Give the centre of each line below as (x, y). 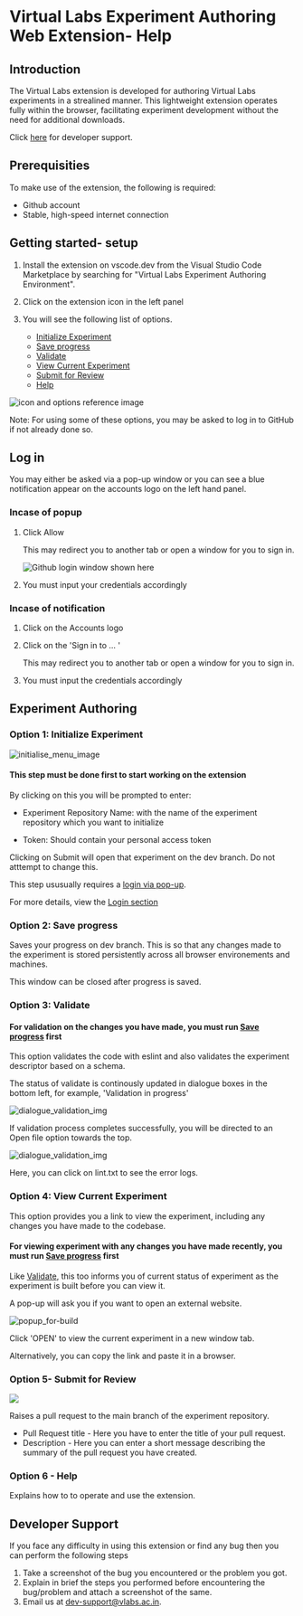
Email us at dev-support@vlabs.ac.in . (92, 1602)
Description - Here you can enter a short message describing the (144, 1443)
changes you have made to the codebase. (88, 1225)
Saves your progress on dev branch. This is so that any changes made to (146, 945)
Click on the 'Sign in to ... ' (71, 646)
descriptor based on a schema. (67, 1066)
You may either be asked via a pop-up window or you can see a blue (137, 479)
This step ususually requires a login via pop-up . (98, 884)
